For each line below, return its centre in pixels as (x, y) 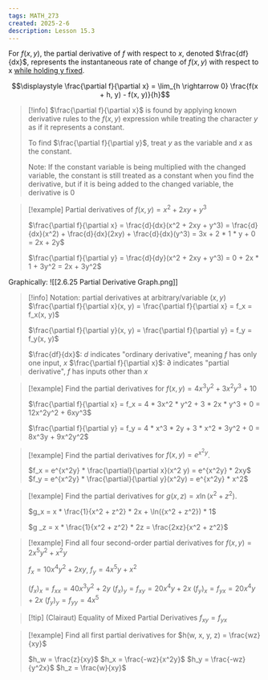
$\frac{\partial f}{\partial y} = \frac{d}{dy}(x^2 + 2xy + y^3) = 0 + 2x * (143, 258)
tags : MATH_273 (34, 16)
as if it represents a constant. (76, 127)
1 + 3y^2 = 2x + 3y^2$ (65, 267)
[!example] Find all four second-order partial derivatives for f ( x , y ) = (140, 543)
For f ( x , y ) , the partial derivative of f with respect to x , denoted (111, 54)
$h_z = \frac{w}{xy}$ (91, 667)
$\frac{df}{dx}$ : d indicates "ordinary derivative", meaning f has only (142, 354)
